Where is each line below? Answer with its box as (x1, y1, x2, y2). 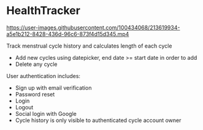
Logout (15, 103, 34, 110)
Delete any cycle (15, 60, 58, 68)
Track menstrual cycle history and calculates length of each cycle (6, 42, 172, 49)
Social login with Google (15, 110, 77, 117)
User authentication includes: (6, 72, 81, 79)
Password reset (15, 90, 55, 98)
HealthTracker (6, 4, 81, 18)
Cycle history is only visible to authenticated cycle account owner (15, 117, 182, 124)
